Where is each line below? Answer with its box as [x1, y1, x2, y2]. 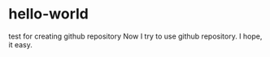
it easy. [8, 39, 33, 49]
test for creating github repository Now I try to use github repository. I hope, [8, 31, 263, 41]
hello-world [8, 5, 89, 23]
